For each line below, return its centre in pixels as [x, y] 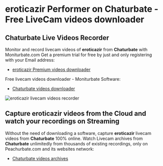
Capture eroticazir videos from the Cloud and [76, 114]
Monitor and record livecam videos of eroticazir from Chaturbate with [76, 50]
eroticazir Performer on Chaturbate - [82, 9]
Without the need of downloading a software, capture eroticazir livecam [78, 133]
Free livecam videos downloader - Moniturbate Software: [63, 79]
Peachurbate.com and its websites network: [50, 149]
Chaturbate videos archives [40, 158]
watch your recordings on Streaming [62, 121]
